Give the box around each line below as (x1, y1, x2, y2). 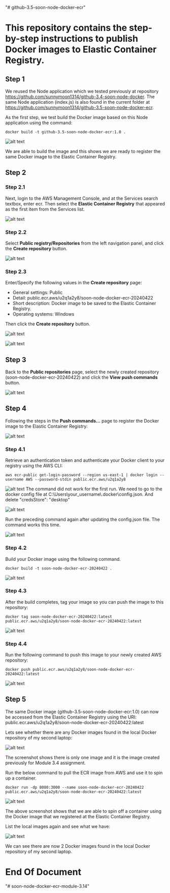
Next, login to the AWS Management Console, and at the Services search (5, 195, 158, 201)
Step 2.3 (5, 268, 27, 275)
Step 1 (5, 75, 25, 83)
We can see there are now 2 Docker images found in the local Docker (5, 843, 151, 849)
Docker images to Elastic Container (5, 44, 157, 55)
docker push (5, 667, 30, 672)
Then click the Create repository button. (5, 321, 90, 327)
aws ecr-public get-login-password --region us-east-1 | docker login (5, 472, 158, 478)
